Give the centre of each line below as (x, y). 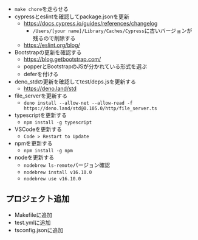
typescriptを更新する (41, 115)
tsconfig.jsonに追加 (39, 230)
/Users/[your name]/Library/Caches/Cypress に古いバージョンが (112, 30)
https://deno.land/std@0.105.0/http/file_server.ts (90, 108)
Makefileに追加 (33, 214)
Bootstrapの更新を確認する (48, 52)
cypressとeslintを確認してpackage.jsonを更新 (72, 16)
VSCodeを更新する (38, 129)
